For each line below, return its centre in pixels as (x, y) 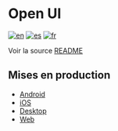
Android (32, 94)
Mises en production (59, 75)
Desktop (33, 111)
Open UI (35, 14)
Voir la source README (46, 50)
